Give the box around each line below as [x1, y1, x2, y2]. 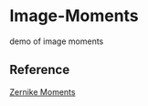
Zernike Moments [9, 86, 76, 97]
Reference [9, 62, 70, 78]
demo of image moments [9, 36, 104, 47]
